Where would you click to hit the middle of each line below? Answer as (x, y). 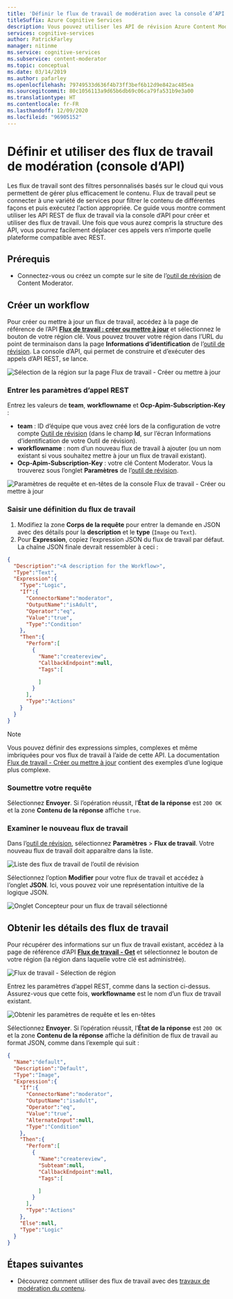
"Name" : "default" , (40, 1062)
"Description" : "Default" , (51, 1068)
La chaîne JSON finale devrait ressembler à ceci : (88, 547)
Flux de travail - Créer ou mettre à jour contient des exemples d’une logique (115, 762)
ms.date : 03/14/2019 (37, 72)
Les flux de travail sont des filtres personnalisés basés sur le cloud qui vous (115, 186)
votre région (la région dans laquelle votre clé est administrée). (97, 960)
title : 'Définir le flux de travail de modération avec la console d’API (116, 14)
